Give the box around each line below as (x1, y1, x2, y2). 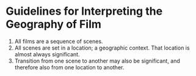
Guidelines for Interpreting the (5, 4, 163, 18)
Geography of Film (5, 17, 102, 31)
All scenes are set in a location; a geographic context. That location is (14, 44, 190, 51)
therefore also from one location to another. (14, 63, 125, 71)
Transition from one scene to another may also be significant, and (14, 57, 181, 64)
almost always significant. (14, 50, 80, 58)
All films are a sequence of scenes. (14, 37, 103, 45)
